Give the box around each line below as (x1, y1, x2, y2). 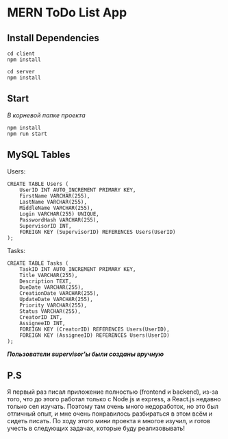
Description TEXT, (19, 278, 72, 285)
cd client (7, 50, 36, 57)
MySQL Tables (7, 149, 71, 161)
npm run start (7, 130, 48, 137)
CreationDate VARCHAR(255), (19, 289, 99, 296)
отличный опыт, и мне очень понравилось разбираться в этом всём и (7, 410, 213, 418)
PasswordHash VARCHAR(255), (19, 216, 99, 224)
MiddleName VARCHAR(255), (19, 204, 94, 211)
